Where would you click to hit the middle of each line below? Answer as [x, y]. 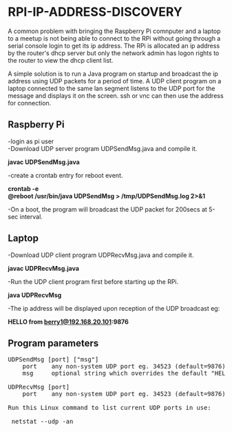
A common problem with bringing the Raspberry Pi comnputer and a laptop [114, 31]
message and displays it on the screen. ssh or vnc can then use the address [116, 95]
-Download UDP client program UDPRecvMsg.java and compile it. [101, 255]
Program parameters [53, 343]
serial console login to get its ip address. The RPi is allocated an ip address [114, 45]
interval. [31, 216]
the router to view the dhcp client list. [61, 60]
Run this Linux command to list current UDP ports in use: [110, 408]
